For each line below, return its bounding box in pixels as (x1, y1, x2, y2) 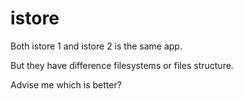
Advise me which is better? (10, 78, 122, 91)
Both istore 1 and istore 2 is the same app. (10, 40, 183, 52)
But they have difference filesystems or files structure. (10, 59, 234, 71)
